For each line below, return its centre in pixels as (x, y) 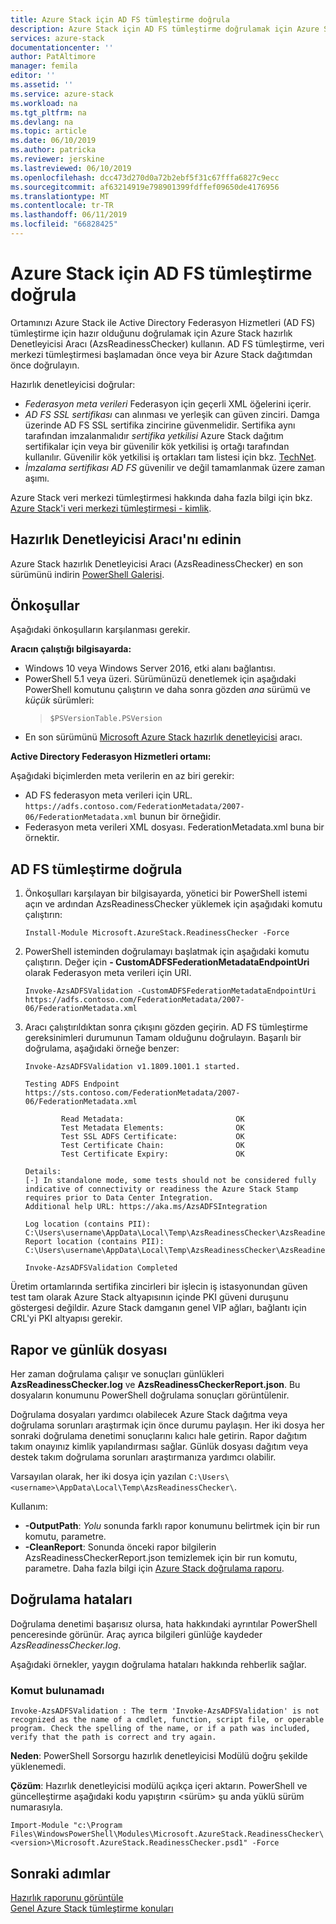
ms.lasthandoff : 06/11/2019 (69, 215)
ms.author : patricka (53, 150)
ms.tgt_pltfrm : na (48, 112)
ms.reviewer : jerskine (57, 159)
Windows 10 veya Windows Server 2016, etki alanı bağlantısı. (150, 668)
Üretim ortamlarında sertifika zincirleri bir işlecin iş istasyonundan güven (159, 1287)
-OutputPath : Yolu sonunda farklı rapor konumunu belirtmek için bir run (172, 1526)
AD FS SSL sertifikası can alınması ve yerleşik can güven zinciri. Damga (172, 414)
